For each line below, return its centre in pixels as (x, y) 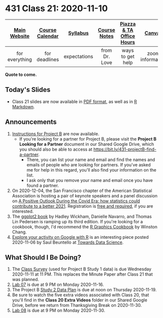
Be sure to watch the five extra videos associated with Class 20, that (81, 295)
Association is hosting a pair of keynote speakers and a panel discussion (85, 195)
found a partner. (43, 185)
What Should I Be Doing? (43, 257)
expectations (79, 56)
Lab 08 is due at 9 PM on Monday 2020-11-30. (58, 310)
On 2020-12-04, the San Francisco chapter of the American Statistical (82, 191)
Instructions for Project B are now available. (56, 134)
